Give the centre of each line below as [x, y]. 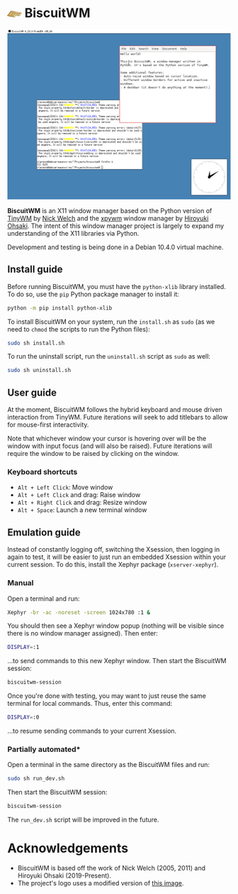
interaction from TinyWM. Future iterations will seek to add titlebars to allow [118, 418]
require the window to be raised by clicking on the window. [93, 454]
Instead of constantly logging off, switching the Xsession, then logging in [114, 550]
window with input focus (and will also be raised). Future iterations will [110, 446]
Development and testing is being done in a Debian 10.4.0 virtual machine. [115, 247]
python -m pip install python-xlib [60, 308]
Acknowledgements [68, 848]
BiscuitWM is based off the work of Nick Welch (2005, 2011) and [112, 868]
